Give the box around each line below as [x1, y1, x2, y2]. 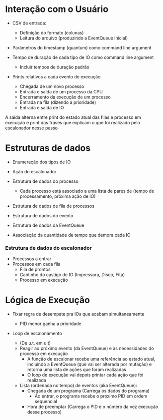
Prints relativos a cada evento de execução [12, 73, 101, 79]
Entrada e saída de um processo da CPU [19, 88, 103, 94]
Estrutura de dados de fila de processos [12, 203, 94, 209]
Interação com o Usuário [5, 3, 108, 15]
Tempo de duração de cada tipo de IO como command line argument [12, 54, 154, 60]
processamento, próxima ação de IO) [19, 193, 96, 199]
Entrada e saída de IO [19, 104, 64, 110]
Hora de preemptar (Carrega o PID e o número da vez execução [27, 404, 159, 410]
